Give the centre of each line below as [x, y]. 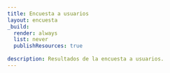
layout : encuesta [33, 20]
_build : [19, 26]
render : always [36, 33]
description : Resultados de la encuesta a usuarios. [86, 59]
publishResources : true [48, 46]
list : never [31, 40]
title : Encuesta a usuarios [48, 14]
